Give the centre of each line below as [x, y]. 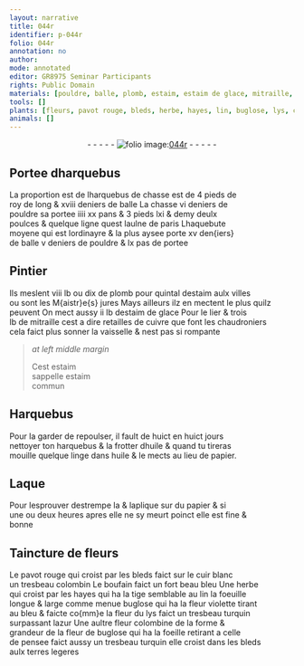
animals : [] [32, 119]
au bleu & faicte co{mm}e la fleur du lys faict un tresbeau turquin [130, 614]
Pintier [28, 271]
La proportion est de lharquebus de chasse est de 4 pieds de [123, 195]
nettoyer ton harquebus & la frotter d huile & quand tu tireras [121, 445]
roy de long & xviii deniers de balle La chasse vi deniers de [119, 204]
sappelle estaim [61, 376]
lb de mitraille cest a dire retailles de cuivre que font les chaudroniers [138, 321]
